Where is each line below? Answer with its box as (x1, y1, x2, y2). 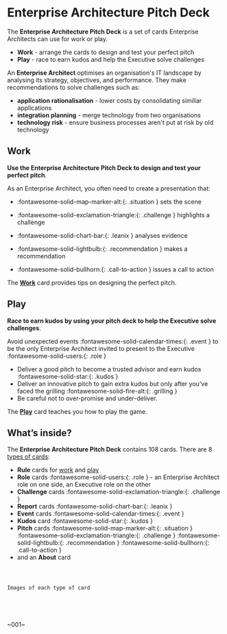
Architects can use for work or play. (7, 34, 108, 42)
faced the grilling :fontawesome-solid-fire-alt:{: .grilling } (16, 387, 178, 395)
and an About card (16, 553, 71, 561)
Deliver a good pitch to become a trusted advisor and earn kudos (16, 365, 202, 373)
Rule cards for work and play (16, 466, 99, 474)
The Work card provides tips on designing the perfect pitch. (7, 278, 177, 286)
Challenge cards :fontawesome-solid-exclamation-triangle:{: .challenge (16, 488, 221, 496)
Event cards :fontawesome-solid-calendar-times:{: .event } (16, 509, 184, 518)
